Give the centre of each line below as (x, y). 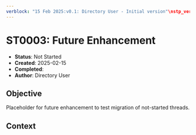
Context (21, 126)
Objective (24, 93)
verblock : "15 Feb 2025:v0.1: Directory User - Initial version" (87, 11)
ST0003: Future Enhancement (81, 40)
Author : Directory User (42, 75)
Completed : (29, 69)
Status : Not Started (38, 57)
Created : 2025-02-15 (40, 63)
